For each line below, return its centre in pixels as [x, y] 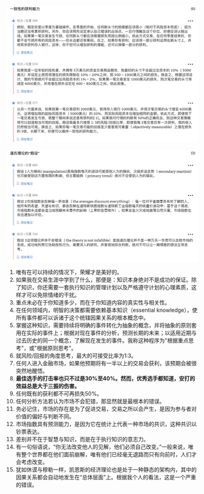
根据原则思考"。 [57, 348]
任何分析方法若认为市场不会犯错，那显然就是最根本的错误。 [90, 401]
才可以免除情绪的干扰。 [50, 295]
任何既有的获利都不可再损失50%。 [59, 394]
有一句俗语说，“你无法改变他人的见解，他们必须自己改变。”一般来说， [102, 447]
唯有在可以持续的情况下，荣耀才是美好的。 [69, 272]
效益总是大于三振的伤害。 [48, 386]
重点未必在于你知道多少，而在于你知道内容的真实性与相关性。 [93, 303]
